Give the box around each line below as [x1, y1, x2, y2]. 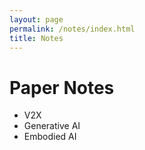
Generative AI [23, 120, 81, 132]
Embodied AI [23, 131, 77, 143]
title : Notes [9, 33, 64, 43]
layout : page [9, 14, 64, 25]
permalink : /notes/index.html [9, 24, 136, 34]
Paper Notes [9, 76, 115, 99]
